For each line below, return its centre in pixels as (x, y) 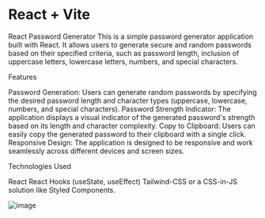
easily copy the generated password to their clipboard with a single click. (127, 134)
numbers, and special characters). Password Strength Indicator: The (119, 109)
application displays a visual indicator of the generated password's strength (132, 117)
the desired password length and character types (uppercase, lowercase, (128, 100)
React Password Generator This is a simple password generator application (131, 36)
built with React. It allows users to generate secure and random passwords (130, 44)
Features (23, 77)
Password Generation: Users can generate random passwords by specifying (132, 92)
